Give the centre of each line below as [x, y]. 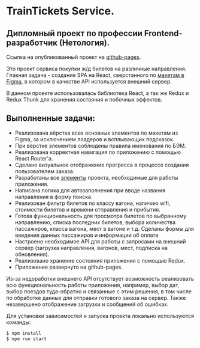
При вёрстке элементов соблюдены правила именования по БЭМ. [101, 145]
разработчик [32, 42]
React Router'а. [34, 158]
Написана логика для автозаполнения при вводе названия [90, 190]
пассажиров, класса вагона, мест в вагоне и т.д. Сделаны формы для [104, 228]
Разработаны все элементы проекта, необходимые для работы [96, 177]
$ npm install [24, 333]
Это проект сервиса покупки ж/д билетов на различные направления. [96, 69]
